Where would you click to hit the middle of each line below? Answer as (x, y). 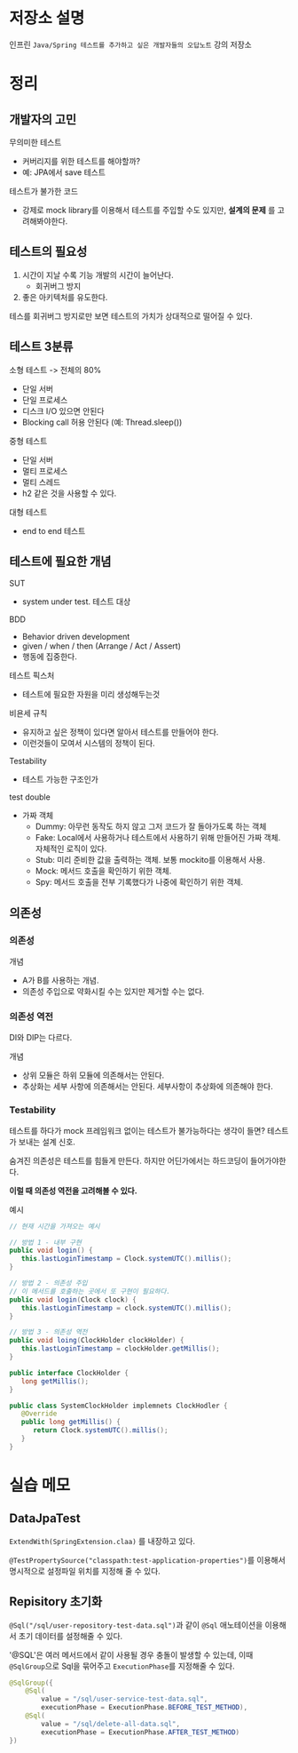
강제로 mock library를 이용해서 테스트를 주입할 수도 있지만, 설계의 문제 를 (149, 210)
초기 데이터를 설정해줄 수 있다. (71, 1636)
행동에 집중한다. (49, 657)
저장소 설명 (47, 18)
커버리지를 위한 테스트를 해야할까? (81, 161)
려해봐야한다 (44, 221)
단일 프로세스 (45, 400)
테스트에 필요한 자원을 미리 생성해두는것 (91, 695)
